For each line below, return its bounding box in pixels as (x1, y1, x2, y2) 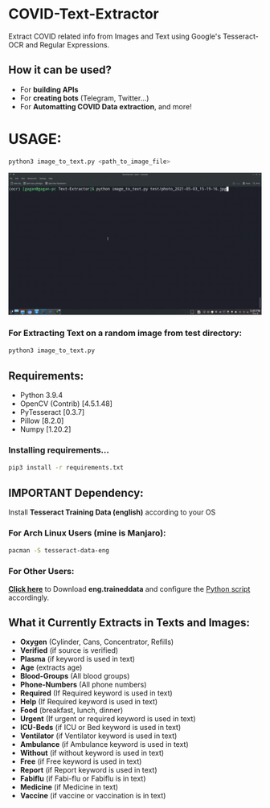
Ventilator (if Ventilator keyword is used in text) (19, 731, 178, 740)
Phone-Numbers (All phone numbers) (19, 680, 147, 690)
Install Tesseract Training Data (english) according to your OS (8, 507, 216, 517)
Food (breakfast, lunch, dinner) (19, 705, 124, 716)
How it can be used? (8, 64, 112, 77)
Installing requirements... (8, 444, 110, 455)
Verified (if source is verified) (19, 646, 119, 655)
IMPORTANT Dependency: (8, 486, 144, 499)
